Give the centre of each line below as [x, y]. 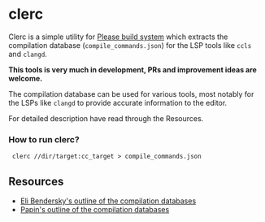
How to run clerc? [44, 139]
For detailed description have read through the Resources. [106, 118]
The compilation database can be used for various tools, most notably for [131, 94]
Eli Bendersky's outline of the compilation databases [108, 201]
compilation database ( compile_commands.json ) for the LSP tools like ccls [130, 45]
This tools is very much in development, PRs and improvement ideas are [133, 69]
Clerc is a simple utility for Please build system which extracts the [118, 37]
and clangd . [28, 54]
